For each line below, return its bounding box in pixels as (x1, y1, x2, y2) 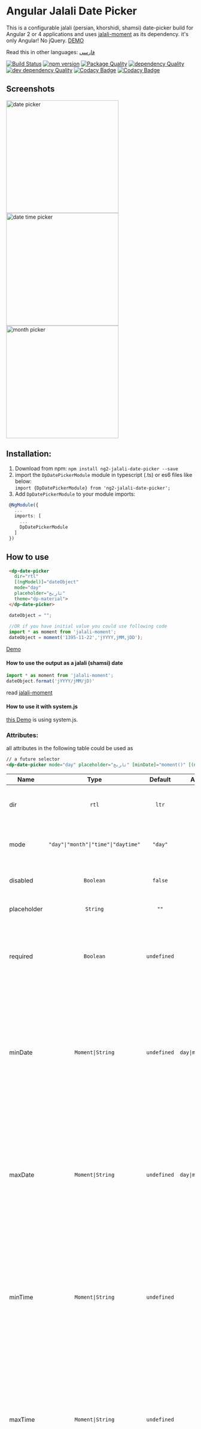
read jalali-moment (6, 689, 53, 696)
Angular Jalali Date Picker (6, 4, 138, 18)
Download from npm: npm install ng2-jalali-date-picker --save (14, 464, 178, 472)
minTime (9, 1293, 33, 1302)
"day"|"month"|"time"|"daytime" (48, 841, 141, 848)
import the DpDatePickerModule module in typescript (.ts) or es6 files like (14, 471, 193, 478)
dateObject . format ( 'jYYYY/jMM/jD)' (6, 678, 95, 684)
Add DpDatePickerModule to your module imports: (14, 490, 136, 497)
